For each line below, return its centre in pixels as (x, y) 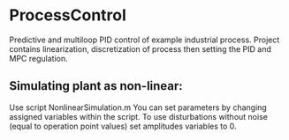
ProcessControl (68, 15)
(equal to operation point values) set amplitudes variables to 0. (123, 126)
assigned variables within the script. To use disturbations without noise (138, 116)
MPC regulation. (38, 58)
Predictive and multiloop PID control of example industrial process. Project (144, 40)
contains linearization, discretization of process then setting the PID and (140, 48)
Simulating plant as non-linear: (96, 86)
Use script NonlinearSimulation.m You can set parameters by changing (138, 107)
